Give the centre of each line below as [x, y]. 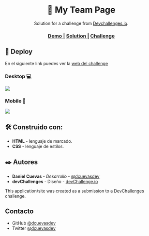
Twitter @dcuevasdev [34, 228]
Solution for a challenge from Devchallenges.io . [81, 23]
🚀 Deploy [19, 52]
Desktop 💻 [18, 76]
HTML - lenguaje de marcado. [42, 141]
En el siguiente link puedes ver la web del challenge [57, 63]
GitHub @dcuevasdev [34, 223]
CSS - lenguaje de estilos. [38, 146]
